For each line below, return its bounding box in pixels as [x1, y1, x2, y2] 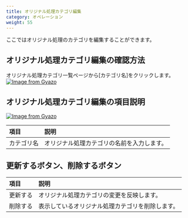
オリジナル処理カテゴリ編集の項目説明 [6, 97, 145, 107]
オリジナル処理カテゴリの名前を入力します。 [44, 139, 167, 147]
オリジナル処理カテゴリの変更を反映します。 [38, 191, 162, 199]
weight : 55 [6, 19, 33, 25]
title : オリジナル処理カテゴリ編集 [6, 8, 82, 15]
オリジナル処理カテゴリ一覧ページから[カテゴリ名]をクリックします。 [6, 71, 174, 79]
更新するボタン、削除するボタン [6, 161, 122, 171]
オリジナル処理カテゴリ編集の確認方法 [6, 55, 145, 65]
